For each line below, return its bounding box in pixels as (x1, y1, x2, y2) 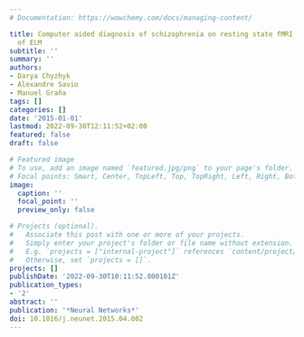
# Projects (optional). (9, 222, 100, 231)
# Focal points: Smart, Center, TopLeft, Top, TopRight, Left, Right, (9, 172, 281, 181)
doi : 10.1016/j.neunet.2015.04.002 (9, 314, 144, 323)
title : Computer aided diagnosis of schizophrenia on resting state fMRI (9, 29, 294, 39)
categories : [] (9, 105, 67, 114)
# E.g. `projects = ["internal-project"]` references (9, 247, 224, 256)
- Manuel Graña (9, 88, 67, 98)
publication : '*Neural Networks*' (9, 305, 140, 314)
